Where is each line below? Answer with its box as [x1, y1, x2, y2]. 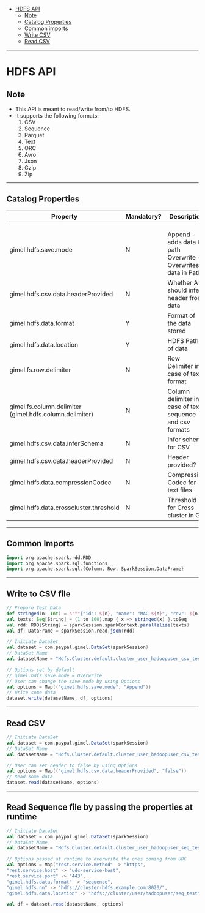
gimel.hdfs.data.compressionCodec [9, 478, 112, 486]
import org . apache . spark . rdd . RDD [6, 554, 92, 561]
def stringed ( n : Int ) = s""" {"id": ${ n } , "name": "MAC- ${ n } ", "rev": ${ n [6, 611, 198, 617]
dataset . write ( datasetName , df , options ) [6, 695, 113, 702]
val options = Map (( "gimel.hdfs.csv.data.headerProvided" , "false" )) [6, 768, 187, 774]
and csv [167, 418, 190, 426]
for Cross [167, 503, 194, 512]
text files [167, 486, 192, 494]
